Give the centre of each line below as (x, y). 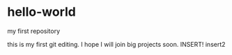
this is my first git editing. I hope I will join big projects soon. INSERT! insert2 (116, 44)
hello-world (42, 12)
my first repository (34, 31)
